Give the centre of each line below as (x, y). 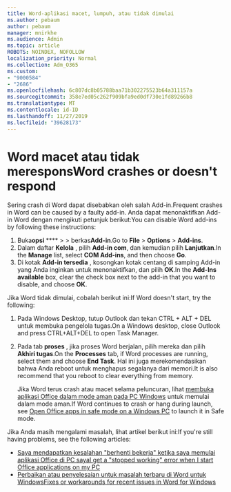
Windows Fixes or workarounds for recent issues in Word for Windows (116, 482)
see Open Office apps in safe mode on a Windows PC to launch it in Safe (121, 411)
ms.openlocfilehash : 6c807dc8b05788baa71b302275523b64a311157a (100, 90)
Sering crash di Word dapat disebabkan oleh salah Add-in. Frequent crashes (115, 205)
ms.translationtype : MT (41, 104)
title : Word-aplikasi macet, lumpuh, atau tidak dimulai (91, 13)
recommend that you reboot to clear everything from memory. (105, 376)
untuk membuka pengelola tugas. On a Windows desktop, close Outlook (119, 326)
